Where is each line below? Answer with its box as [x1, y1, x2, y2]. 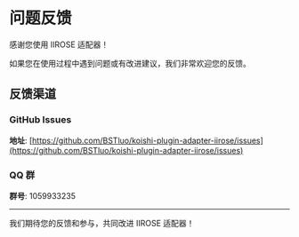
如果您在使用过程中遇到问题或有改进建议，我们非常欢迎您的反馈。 [9, 58, 251, 68]
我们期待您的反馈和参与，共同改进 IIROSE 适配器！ [9, 217, 195, 228]
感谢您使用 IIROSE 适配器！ [9, 39, 109, 50]
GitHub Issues [9, 114, 72, 126]
